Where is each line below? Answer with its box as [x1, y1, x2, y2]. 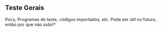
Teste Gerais [5, 4, 44, 12]
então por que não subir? [5, 21, 56, 27]
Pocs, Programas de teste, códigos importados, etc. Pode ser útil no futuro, [5, 16, 157, 22]
